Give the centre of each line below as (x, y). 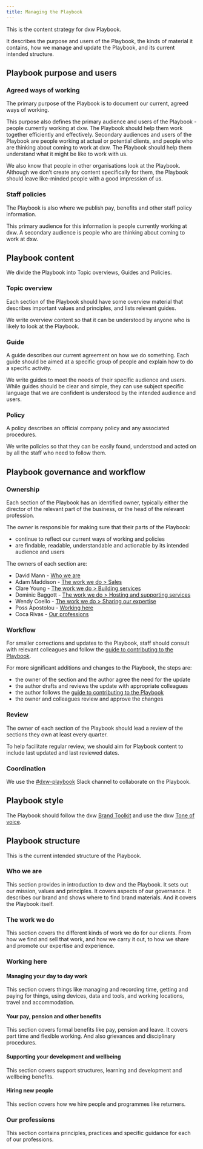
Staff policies (26, 194)
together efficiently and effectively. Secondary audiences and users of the (99, 135)
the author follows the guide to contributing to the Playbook (89, 693)
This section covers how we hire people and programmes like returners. (96, 1104)
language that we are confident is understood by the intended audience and (101, 393)
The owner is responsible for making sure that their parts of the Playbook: (98, 527)
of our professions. (30, 1139)
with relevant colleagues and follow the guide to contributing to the (90, 650)
